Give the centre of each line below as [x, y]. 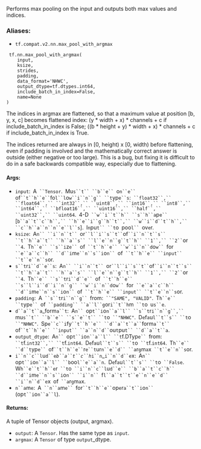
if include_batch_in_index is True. [48, 133]
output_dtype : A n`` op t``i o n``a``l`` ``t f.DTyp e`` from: [88, 336]
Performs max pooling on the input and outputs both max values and [91, 9]
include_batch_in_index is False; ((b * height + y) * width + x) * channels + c [101, 127]
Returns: [18, 408]
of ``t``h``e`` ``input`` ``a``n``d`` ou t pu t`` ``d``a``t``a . [92, 330]
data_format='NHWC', [43, 81]
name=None [30, 97]
